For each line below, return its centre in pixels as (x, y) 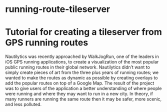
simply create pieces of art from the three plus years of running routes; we (82, 72)
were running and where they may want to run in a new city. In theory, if (79, 94)
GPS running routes (47, 43)
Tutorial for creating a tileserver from (84, 32)
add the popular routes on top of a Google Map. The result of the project (80, 83)
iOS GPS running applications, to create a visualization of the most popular (82, 62)
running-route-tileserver (58, 9)
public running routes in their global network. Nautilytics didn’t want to (77, 67)
